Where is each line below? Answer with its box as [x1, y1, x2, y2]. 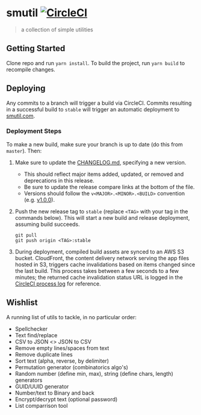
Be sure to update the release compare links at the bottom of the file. [23, 183, 195, 190]
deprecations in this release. [23, 176, 94, 184]
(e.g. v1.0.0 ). [23, 196, 55, 203]
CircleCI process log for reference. [14, 280, 101, 287]
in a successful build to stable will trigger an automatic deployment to [6, 105, 179, 113]
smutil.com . [6, 112, 36, 119]
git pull [14, 232, 37, 238]
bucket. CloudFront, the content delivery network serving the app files [14, 254, 190, 261]
